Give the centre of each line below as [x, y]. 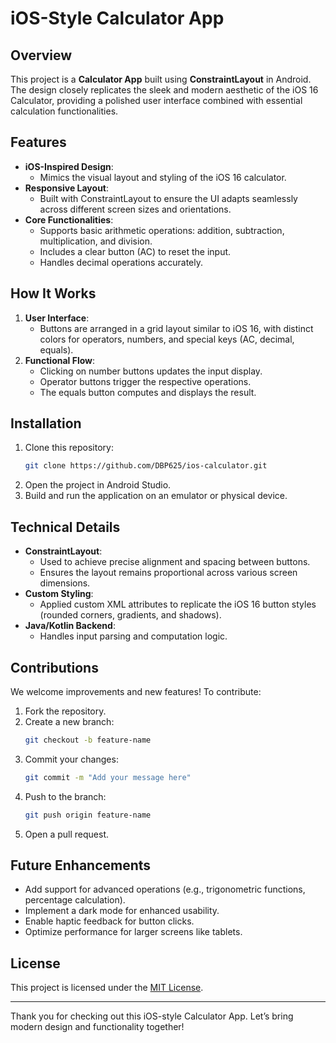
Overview [41, 55]
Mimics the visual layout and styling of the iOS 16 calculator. [163, 177]
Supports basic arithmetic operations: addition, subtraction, [162, 230]
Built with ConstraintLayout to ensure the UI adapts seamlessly [168, 198]
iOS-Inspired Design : [69, 166]
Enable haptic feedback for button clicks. [109, 921]
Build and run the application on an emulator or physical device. [156, 496]
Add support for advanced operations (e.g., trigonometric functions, [165, 889]
